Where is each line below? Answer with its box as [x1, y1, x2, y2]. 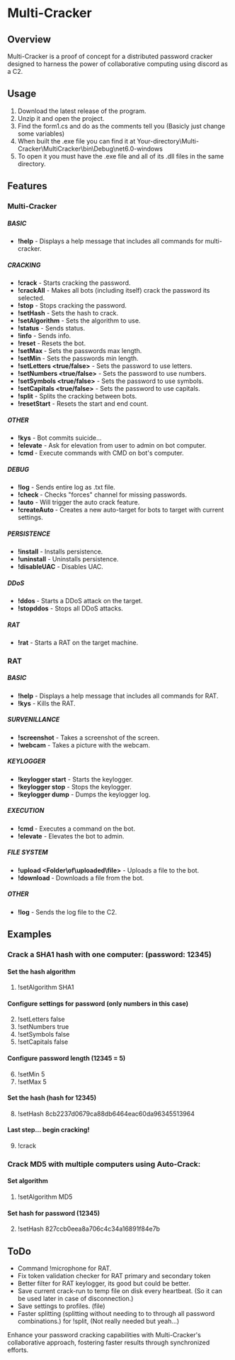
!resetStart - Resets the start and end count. [17, 399, 149, 408]
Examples [7, 929, 52, 941]
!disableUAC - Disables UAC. [17, 562, 104, 571]
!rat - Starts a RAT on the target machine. [17, 638, 139, 647]
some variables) [17, 129, 65, 138]
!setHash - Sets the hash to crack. [17, 309, 119, 318]
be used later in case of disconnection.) [17, 1295, 134, 1303]
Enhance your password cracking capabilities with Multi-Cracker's [7, 1331, 202, 1339]
